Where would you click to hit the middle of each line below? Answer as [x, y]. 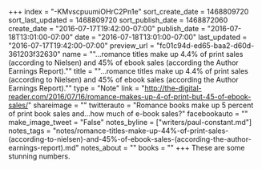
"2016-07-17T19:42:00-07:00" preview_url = [81, 46]
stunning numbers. [39, 156]
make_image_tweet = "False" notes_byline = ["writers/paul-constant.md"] [130, 122]
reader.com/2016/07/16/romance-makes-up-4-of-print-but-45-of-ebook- [130, 97]
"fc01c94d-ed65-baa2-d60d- [205, 46]
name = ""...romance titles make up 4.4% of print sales [153, 54]
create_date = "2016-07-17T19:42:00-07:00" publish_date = [107, 28]
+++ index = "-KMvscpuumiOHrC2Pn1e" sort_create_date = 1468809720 [129, 12]
